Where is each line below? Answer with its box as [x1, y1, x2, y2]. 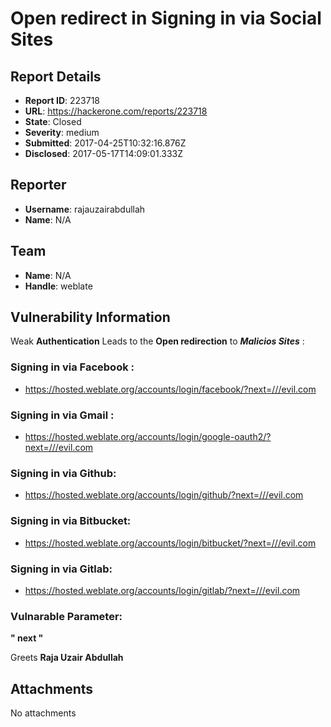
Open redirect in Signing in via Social [10, 7, 322, 30]
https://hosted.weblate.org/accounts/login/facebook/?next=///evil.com [24, 383, 317, 395]
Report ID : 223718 [24, 95, 101, 106]
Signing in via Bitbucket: [10, 514, 132, 528]
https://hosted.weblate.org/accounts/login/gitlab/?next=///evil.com [24, 584, 301, 596]
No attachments [10, 707, 77, 719]
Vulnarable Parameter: [10, 609, 123, 623]
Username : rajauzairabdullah [24, 203, 146, 215]
